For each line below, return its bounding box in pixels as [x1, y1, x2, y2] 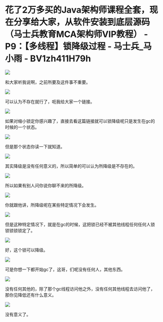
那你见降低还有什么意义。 [5, 292, 56, 298]
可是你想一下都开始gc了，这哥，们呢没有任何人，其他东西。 [5, 266, 126, 272]
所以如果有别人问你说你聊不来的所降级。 [5, 182, 86, 188]
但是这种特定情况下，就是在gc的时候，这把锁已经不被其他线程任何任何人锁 [5, 221, 155, 227]
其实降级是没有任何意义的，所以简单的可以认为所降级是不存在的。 [5, 163, 137, 169]
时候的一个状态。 [5, 124, 39, 130]
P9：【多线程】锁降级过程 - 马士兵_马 [5, 41, 152, 52]
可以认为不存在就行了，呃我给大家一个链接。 [5, 98, 95, 105]
